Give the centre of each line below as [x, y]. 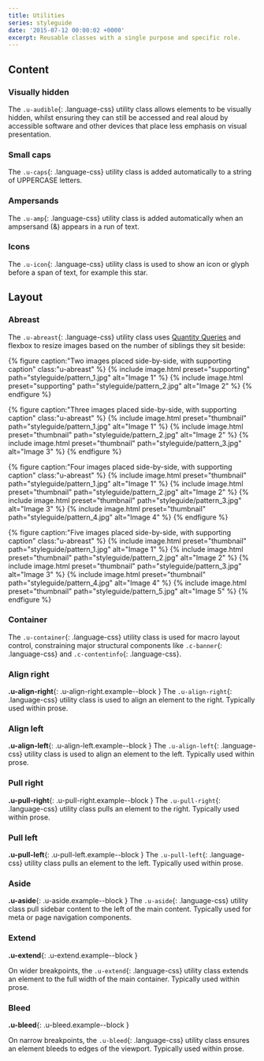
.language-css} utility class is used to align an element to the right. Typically [132, 700]
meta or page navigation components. [70, 917]
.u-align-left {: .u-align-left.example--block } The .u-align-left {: [113, 746]
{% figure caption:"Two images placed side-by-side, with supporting [120, 361]
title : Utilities [37, 15]
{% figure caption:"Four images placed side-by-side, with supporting [120, 467]
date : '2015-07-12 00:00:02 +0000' [67, 30]
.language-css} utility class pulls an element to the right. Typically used [124, 808]
